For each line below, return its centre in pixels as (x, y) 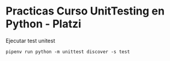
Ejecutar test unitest (30, 40)
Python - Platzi (44, 24)
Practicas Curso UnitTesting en (85, 11)
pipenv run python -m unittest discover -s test (68, 52)
